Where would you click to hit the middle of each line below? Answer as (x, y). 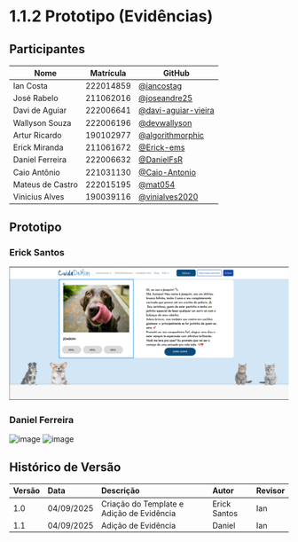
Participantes (47, 49)
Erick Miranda (38, 147)
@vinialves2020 (169, 196)
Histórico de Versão (65, 467)
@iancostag (161, 85)
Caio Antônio (36, 172)
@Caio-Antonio (168, 172)
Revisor (271, 491)
